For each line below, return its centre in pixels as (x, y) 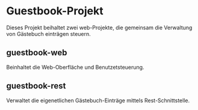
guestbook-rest (36, 86)
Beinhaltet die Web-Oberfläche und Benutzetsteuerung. (75, 67)
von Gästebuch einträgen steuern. (49, 33)
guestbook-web (37, 53)
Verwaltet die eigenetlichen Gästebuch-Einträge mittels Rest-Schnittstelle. (98, 100)
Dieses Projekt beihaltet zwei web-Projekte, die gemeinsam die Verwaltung (99, 27)
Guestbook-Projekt (55, 11)
